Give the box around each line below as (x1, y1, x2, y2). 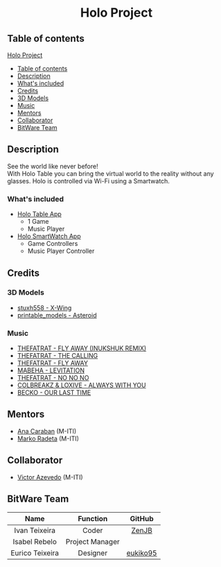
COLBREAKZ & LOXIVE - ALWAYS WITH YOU (17, 381, 147, 390)
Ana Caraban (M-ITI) (17, 427, 77, 435)
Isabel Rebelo (12, 536, 58, 546)
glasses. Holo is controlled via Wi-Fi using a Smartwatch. (7, 176, 170, 185)
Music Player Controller (27, 247, 95, 255)
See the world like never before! (7, 162, 98, 170)
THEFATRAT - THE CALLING (17, 352, 98, 360)
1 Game (27, 217, 49, 226)
